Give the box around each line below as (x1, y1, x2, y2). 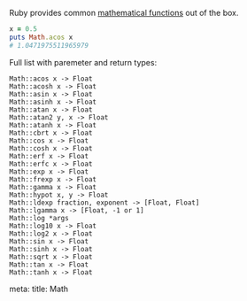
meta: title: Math (9, 283, 69, 294)
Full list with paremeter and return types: (9, 57, 158, 67)
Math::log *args (9, 213, 69, 222)
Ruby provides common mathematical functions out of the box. (9, 8, 239, 18)
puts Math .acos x (9, 33, 73, 42)
